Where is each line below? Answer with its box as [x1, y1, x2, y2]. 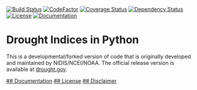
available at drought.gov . [6, 65, 68, 73]
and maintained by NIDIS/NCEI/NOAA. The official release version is [6, 59, 174, 66]
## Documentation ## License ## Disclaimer [6, 77, 117, 84]
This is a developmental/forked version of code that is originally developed [6, 53, 191, 60]
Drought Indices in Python [6, 33, 139, 47]
